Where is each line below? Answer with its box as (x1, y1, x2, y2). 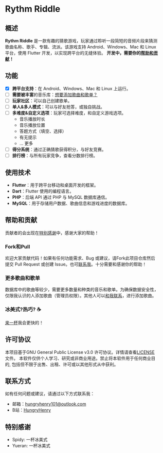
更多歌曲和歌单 (5, 275, 40, 282)
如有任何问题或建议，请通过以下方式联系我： (5, 391, 95, 396)
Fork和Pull (5, 243, 30, 250)
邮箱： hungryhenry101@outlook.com (12, 401, 87, 407)
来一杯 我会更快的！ (5, 320, 44, 325)
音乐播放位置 (19, 122, 45, 128)
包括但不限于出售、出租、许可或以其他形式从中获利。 (11, 361, 118, 367)
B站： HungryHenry (12, 407, 51, 413)
